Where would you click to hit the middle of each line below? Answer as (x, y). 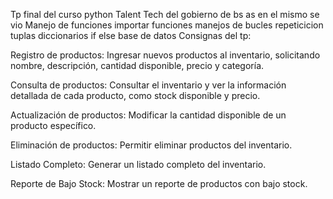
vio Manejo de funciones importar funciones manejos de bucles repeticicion (167, 25)
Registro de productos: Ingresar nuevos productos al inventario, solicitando (165, 55)
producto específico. (53, 125)
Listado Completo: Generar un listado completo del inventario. (138, 164)
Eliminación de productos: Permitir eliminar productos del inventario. (151, 145)
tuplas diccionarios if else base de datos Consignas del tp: (131, 35)
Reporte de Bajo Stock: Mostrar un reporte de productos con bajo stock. (159, 183)
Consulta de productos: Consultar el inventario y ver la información (148, 85)
